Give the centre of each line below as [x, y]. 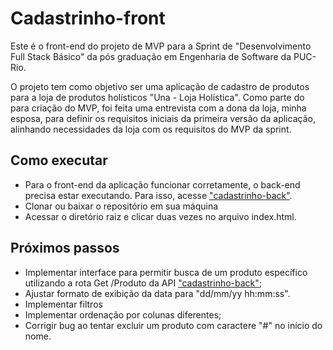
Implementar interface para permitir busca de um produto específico [166, 272]
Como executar [59, 160]
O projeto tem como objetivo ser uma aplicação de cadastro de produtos [160, 86]
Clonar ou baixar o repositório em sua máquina [121, 206]
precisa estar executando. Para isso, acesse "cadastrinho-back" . [158, 195]
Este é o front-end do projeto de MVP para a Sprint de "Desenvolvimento [161, 46]
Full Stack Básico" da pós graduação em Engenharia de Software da [151, 56]
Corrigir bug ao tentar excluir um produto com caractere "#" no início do [173, 325]
